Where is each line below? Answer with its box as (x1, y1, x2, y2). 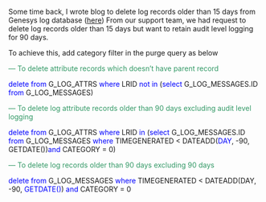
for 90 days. (8, 32, 49, 42)
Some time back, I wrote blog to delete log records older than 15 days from (8, 7, 256, 16)
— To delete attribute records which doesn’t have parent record (8, 64, 219, 73)
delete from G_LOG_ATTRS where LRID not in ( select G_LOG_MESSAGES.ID (8, 80, 259, 89)
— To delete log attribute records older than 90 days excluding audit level (8, 104, 252, 113)
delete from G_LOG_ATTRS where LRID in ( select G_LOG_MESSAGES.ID (8, 128, 246, 137)
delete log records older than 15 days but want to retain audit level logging (8, 24, 254, 33)
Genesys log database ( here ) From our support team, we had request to (8, 15, 247, 25)
